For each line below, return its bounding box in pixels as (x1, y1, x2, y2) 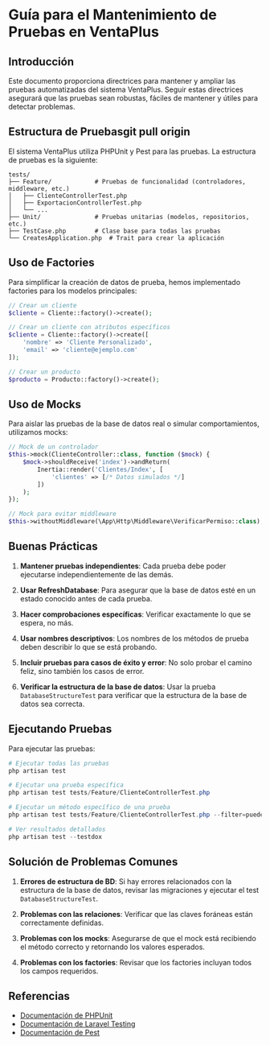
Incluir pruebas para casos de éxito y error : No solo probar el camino (19, 658, 252, 667)
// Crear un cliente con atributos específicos (8, 324, 171, 332)
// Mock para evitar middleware (8, 510, 117, 518)
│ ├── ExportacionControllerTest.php (8, 199, 142, 207)
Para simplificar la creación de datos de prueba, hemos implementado (8, 277, 241, 287)
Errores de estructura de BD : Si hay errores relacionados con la (19, 876, 232, 886)
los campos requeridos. (19, 966, 99, 976)
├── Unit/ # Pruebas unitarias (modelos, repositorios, (8, 213, 250, 221)
